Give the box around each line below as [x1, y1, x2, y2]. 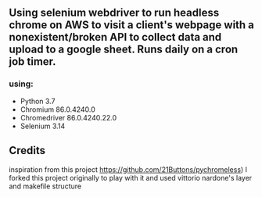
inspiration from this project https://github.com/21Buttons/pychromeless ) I [9, 164, 248, 174]
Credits [9, 144, 46, 157]
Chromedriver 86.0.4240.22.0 [20, 113, 117, 122]
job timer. [9, 55, 57, 69]
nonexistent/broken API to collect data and [9, 30, 222, 44]
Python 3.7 [20, 96, 56, 106]
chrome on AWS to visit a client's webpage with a [9, 19, 255, 32]
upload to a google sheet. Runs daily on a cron [9, 43, 239, 56]
